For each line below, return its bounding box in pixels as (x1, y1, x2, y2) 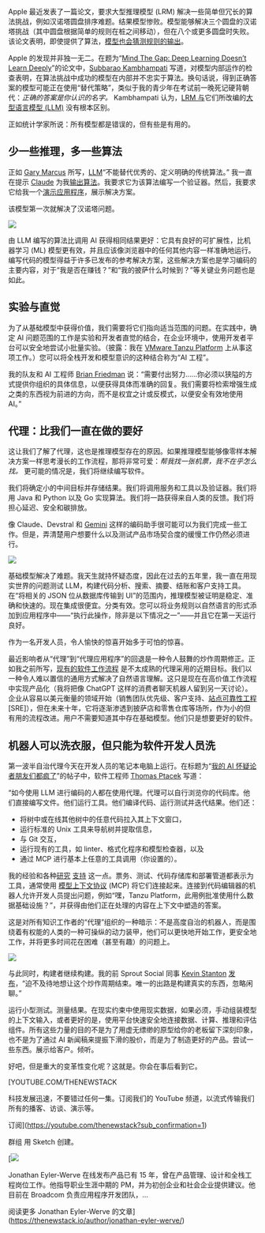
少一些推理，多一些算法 (8, 145, 122, 158)
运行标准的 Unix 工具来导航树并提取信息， (19, 824, 156, 834)
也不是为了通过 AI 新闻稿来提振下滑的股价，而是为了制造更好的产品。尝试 (8, 1035, 247, 1045)
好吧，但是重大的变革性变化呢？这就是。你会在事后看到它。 (8, 1061, 202, 1071)
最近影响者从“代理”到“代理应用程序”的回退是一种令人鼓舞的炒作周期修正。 (8, 654, 248, 664)
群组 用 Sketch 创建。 (8, 1137, 79, 1147)
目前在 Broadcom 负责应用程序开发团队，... (8, 1190, 148, 1200)
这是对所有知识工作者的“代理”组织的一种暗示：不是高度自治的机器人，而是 (8, 918, 250, 927)
